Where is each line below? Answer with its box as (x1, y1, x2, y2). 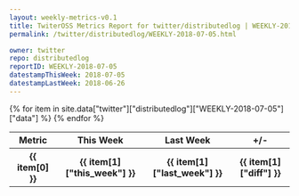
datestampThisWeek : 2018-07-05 (9, 70, 125, 80)
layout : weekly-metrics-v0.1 (9, 12, 117, 22)
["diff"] (239, 167, 272, 179)
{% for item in (9, 103, 60, 114)
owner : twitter (9, 45, 66, 54)
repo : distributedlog (9, 54, 90, 63)
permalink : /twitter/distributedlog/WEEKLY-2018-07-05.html (9, 29, 238, 38)
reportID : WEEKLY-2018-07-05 (9, 62, 117, 71)
